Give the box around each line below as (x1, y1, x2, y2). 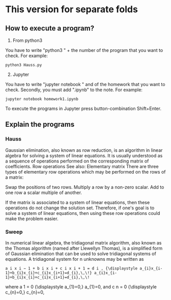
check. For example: (5, 52, 48, 59)
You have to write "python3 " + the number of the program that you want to (5, 47, 163, 53)
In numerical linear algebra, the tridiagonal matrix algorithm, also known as (5, 239, 162, 246)
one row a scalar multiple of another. (5, 189, 82, 196)
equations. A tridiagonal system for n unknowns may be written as (5, 256, 144, 262)
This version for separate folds (5, 4, 138, 15)
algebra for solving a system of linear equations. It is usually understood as (5, 152, 163, 158)
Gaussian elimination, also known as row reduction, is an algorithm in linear (5, 147, 163, 153)
